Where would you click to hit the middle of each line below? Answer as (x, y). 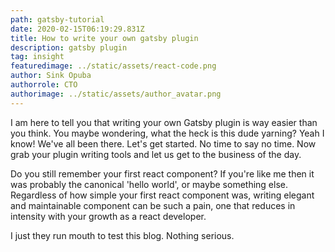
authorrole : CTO (44, 85)
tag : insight (37, 57)
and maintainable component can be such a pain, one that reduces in (153, 205)
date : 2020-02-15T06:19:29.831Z (77, 29)
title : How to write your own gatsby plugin (104, 38)
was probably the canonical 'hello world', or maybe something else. (149, 184)
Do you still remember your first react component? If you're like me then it (162, 173)
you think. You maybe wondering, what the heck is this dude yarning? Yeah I (167, 133)
